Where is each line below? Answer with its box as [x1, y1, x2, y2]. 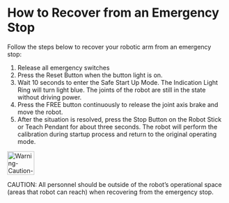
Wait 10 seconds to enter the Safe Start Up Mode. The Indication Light [17, 78, 218, 86]
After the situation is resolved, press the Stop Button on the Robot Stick [17, 115, 222, 123]
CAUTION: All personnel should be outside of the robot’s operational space [7, 180, 223, 188]
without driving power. [17, 92, 82, 101]
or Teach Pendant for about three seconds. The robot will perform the [17, 122, 218, 131]
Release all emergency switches [17, 63, 110, 72]
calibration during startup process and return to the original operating [17, 130, 217, 138]
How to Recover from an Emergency [7, 5, 219, 21]
